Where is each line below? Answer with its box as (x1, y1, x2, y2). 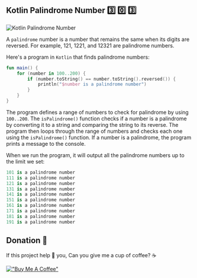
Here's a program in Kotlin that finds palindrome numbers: (6, 53, 150, 60)
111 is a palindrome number (6, 175, 76, 181)
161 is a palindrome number (6, 203, 76, 209)
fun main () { (6, 65, 38, 71)
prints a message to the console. (6, 140, 86, 147)
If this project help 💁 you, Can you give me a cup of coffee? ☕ (6, 251, 157, 258)
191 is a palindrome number (6, 219, 76, 225)
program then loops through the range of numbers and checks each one (6, 127, 183, 135)
